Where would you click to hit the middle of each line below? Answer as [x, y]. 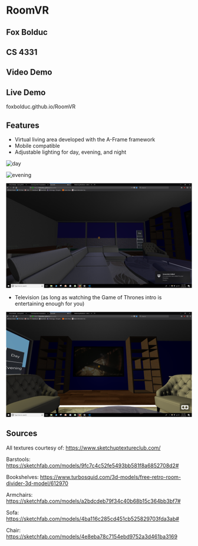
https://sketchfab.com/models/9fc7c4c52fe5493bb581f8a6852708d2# [93, 466]
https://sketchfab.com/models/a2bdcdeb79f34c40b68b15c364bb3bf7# [93, 501]
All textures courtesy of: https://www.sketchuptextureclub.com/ [83, 448]
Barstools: [18, 459]
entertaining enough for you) [49, 304]
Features [23, 125]
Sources [22, 433]
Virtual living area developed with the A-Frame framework [85, 139]
